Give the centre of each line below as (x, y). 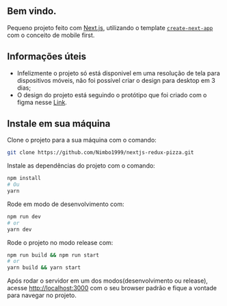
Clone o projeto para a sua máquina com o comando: (82, 140)
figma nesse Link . (42, 102)
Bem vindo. (32, 11)
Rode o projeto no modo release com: (60, 242)
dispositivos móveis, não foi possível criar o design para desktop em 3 (116, 80)
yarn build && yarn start (44, 268)
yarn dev (19, 229)
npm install (24, 178)
